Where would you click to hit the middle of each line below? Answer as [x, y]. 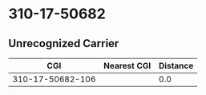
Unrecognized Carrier [64, 44]
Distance [176, 66]
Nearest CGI [127, 66]
